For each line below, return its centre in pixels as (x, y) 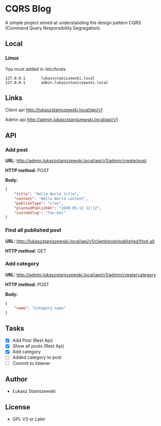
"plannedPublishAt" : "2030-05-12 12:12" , (58, 208)
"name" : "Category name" (40, 308)
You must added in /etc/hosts (35, 69)
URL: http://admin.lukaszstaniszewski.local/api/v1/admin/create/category (81, 274)
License (18, 407)
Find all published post (33, 230)
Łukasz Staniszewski (34, 391)
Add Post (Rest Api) (33, 340)
